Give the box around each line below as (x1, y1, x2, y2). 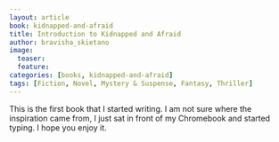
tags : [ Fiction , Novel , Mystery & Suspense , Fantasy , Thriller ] (9, 79, 253, 88)
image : (9, 46, 34, 55)
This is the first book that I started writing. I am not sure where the (9, 103, 252, 114)
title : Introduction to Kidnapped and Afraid (9, 29, 181, 38)
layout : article (9, 12, 70, 22)
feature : (17, 63, 50, 72)
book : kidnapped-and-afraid (9, 21, 114, 30)
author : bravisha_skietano (9, 37, 110, 47)
